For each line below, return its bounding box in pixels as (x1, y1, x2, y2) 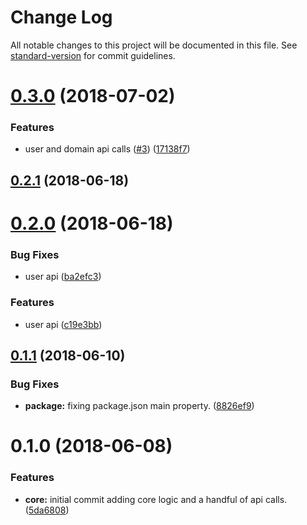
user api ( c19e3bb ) (24, 318, 103, 330)
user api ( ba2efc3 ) (24, 271, 102, 283)
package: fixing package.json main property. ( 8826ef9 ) (24, 400, 255, 412)
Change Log (10, 6, 113, 29)
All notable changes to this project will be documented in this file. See (10, 39, 298, 51)
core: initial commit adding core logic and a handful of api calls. (24, 493, 288, 505)
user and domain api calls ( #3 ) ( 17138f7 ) (24, 143, 191, 155)
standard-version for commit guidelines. (10, 49, 176, 61)
